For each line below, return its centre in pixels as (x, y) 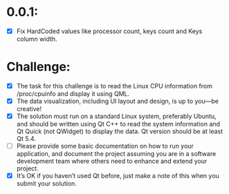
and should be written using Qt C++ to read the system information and (118, 124)
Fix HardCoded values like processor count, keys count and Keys (109, 31)
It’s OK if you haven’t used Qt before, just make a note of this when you (118, 176)
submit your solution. (46, 184)
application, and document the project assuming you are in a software (116, 154)
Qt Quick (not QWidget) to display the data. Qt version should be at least (120, 131)
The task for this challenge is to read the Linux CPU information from (114, 86)
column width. (37, 39)
